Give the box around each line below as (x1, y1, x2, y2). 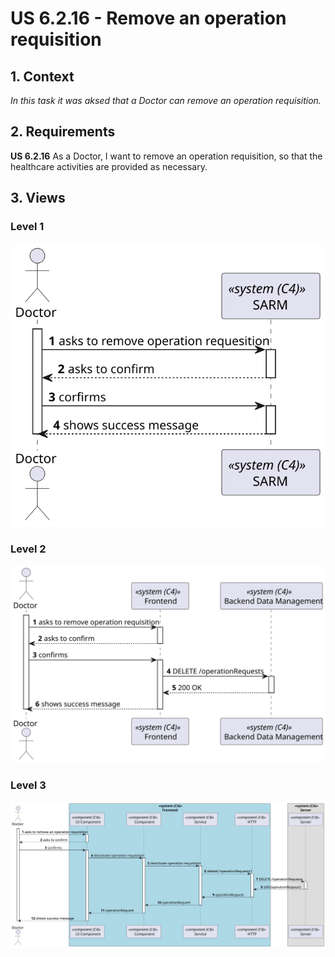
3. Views (10, 190, 66, 207)
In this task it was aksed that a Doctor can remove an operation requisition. (10, 95, 322, 106)
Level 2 (10, 542, 47, 556)
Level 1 (10, 220, 45, 234)
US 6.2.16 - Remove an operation (10, 7, 287, 30)
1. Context (10, 68, 75, 85)
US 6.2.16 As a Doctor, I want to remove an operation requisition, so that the (10, 150, 323, 162)
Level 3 (10, 778, 47, 792)
